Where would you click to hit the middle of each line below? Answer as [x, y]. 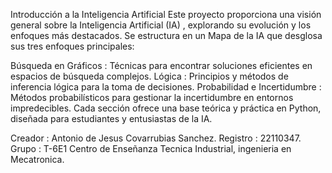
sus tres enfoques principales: [72, 46]
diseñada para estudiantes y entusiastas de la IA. [111, 118]
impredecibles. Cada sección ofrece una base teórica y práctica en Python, [166, 108]
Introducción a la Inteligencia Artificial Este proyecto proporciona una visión [166, 14]
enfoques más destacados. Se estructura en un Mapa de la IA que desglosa [166, 35]
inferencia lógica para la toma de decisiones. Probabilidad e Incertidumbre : [166, 87]
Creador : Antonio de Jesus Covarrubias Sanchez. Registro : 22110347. [156, 138]
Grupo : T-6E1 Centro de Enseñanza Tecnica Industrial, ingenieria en [151, 148]
